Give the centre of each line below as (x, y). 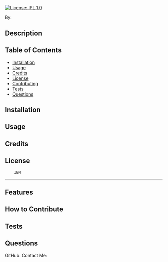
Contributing (25, 83)
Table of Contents (34, 50)
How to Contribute (34, 209)
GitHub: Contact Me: (26, 255)
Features (19, 192)
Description (24, 33)
